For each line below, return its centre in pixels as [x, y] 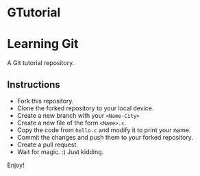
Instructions [34, 85]
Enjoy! [16, 165]
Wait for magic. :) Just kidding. [60, 151]
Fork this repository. [45, 101]
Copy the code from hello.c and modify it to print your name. [104, 130]
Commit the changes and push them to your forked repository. [105, 137]
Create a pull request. [48, 144]
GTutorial [34, 13]
